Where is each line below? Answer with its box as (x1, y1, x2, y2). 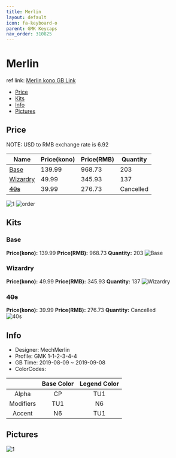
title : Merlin (6, 8, 42, 15)
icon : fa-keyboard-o (6, 20, 58, 26)
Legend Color (80, 379, 120, 388)
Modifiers (9, 399, 37, 408)
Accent (12, 409, 33, 417)
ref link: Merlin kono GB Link (6, 77, 76, 84)
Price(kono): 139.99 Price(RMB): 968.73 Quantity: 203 (6, 249, 144, 256)
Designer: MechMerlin (14, 346, 70, 353)
